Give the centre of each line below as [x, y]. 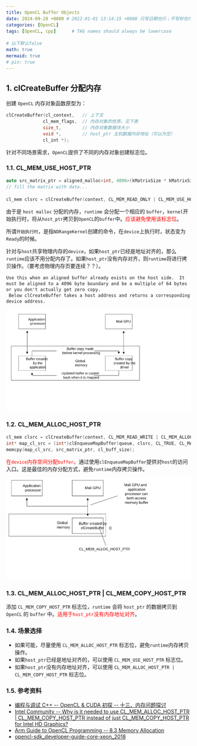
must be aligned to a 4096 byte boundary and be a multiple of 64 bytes [97, 284]
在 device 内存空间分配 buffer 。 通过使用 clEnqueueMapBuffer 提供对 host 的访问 [97, 462]
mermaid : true [23, 56]
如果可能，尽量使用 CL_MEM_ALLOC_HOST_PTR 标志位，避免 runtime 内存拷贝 [102, 645]
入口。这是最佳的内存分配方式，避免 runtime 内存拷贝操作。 [77, 469]
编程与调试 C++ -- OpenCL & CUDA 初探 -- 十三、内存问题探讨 [90, 705]
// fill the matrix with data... [47, 187]
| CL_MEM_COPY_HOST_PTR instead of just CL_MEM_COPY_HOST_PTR [102, 718]
